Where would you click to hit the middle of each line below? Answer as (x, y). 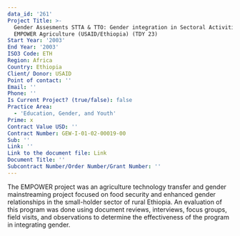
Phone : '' (22, 93)
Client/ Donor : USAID (40, 73)
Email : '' (22, 87)
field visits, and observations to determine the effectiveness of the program (119, 217)
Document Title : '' (36, 160)
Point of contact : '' (40, 80)
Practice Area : (30, 107)
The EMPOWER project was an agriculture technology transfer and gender (117, 187)
